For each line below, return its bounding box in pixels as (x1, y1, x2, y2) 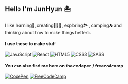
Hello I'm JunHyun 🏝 (5, 5, 72, 13)
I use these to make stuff (5, 41, 56, 47)
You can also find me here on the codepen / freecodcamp (5, 63, 123, 68)
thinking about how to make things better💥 (5, 29, 91, 35)
